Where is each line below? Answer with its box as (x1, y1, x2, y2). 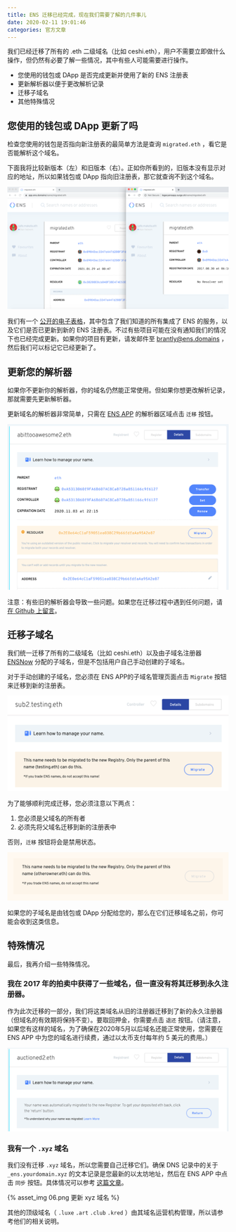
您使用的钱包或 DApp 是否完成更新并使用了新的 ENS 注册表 (17, 71, 188, 79)
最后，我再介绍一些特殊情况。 (7, 960, 93, 968)
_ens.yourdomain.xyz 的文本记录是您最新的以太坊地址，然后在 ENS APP (7, 1169, 214, 1178)
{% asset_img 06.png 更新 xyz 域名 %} (7, 1193, 120, 1202)
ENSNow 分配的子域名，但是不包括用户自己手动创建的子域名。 (7, 657, 189, 666)
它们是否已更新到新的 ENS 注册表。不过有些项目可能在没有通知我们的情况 (13, 326, 226, 334)
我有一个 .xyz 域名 (7, 1143, 69, 1153)
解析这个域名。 (19, 148, 63, 158)
